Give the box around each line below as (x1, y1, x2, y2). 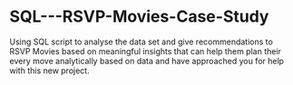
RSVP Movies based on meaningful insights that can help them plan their (9, 45, 281, 56)
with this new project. (9, 65, 90, 76)
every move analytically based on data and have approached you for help (9, 55, 284, 66)
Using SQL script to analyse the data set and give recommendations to (9, 36, 274, 47)
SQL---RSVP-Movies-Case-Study (9, 6, 269, 27)
